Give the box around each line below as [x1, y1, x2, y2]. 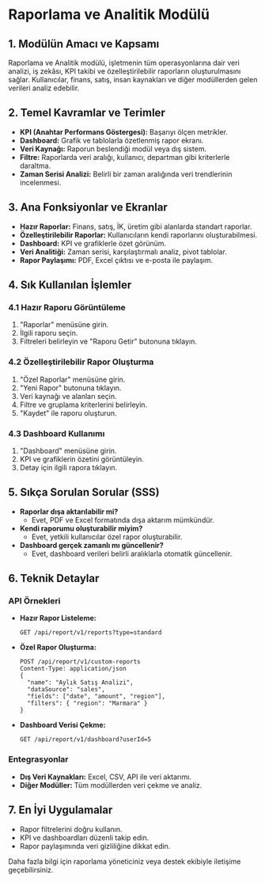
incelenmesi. [19, 177, 62, 187]
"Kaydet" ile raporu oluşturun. [19, 408, 117, 417]
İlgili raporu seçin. [19, 329, 78, 338]
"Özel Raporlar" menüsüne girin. [19, 374, 126, 384]
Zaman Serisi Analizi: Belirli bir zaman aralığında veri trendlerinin [19, 169, 233, 179]
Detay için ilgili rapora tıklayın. [19, 462, 118, 472]
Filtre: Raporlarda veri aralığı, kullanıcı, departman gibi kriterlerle [19, 152, 230, 162]
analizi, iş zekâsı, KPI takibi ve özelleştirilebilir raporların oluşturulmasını [8, 67, 241, 76]
